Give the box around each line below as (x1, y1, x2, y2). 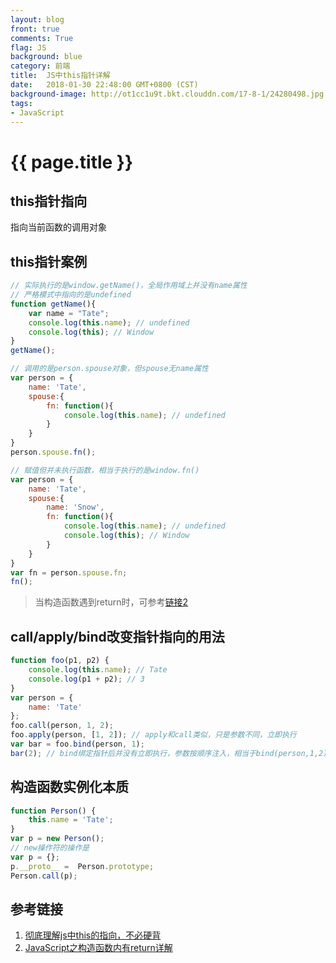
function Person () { (10, 806, 97, 816)
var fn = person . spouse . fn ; (10, 567, 128, 578)
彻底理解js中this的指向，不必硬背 (24, 929, 162, 941)
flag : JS (10, 42, 47, 53)
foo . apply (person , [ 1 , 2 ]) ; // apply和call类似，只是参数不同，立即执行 (10, 730, 297, 740)
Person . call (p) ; (10, 871, 78, 881)
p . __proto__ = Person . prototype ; (10, 861, 155, 871)
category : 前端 (10, 61, 71, 71)
